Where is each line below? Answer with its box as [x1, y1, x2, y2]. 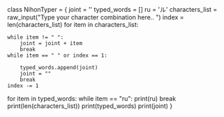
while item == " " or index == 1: [7, 52, 108, 59]
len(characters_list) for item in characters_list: [7, 21, 139, 28]
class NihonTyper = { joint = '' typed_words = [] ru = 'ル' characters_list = [7, 6, 218, 13]
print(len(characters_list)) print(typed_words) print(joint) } [7, 102, 173, 110]
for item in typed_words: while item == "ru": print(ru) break [7, 95, 177, 102]
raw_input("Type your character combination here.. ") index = [7, 13, 184, 21]
